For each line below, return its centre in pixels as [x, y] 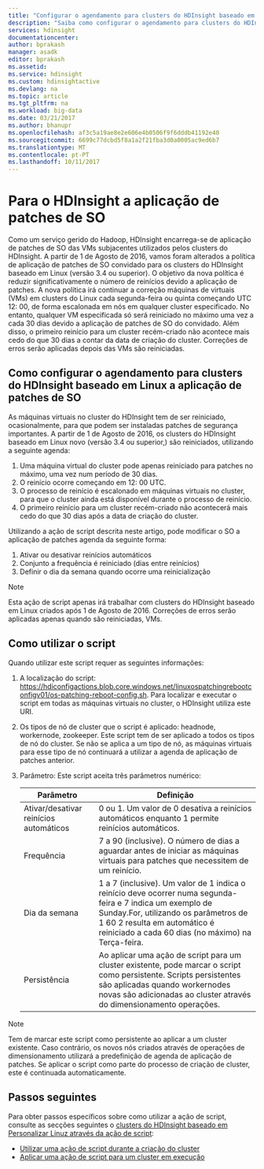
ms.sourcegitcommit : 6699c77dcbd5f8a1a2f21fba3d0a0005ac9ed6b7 [114, 140]
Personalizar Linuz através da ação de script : [81, 1133]
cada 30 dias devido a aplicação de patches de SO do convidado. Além [124, 323]
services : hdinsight [42, 30]
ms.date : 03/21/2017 [42, 118]
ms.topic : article [38, 96]
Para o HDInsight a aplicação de [114, 201]
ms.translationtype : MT [47, 147]
